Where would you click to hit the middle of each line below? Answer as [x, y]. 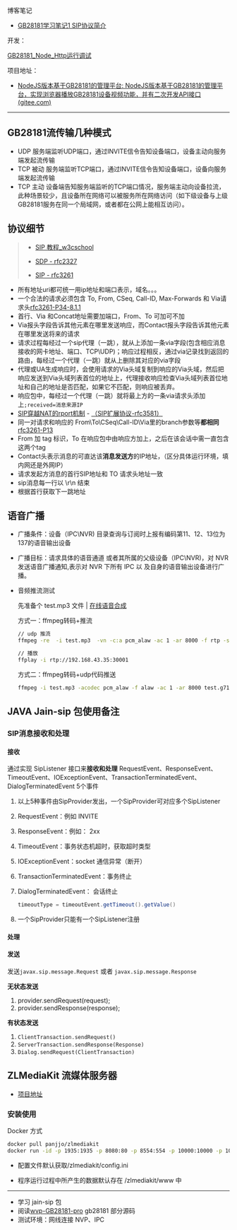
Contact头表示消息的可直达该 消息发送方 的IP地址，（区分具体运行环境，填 [123, 456]
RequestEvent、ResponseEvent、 [168, 768]
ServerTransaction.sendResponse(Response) [81, 1045]
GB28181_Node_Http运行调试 [49, 55]
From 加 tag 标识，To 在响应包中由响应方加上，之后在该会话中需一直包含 [123, 438]
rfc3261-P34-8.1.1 [55, 307]
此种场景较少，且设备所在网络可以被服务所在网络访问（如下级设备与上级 [122, 195]
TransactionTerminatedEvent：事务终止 [74, 877]
